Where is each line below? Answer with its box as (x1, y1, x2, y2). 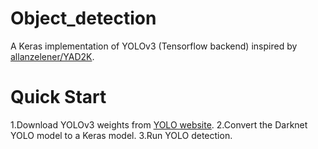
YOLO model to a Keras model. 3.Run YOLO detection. (10, 129, 233, 141)
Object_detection (10, 7, 157, 30)
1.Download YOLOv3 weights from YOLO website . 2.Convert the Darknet (10, 118, 308, 131)
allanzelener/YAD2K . (10, 50, 95, 62)
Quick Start (10, 86, 107, 109)
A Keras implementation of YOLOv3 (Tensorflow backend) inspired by (10, 40, 298, 52)
